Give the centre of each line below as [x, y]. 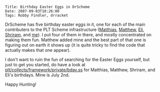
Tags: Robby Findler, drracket [37, 15]
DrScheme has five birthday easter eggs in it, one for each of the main [75, 24]
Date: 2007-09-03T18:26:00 [32, 11]
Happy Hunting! [21, 84]
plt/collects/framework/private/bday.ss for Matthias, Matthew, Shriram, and [80, 70]
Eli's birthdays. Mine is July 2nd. [37, 75]
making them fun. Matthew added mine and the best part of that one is [76, 40]
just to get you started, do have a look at [45, 65]
